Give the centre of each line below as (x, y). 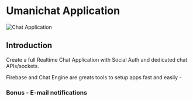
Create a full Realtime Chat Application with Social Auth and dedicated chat (97, 59)
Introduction (29, 46)
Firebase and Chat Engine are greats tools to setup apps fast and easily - (94, 77)
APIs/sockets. (23, 66)
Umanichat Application (63, 11)
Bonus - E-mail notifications (47, 92)
